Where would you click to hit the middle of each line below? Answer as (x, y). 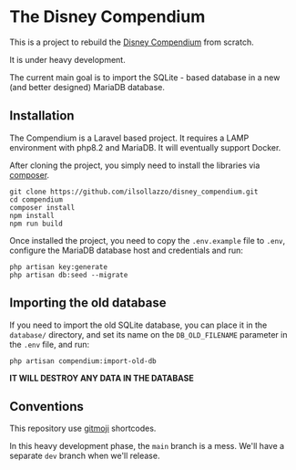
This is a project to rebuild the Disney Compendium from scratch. (132, 42)
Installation (42, 116)
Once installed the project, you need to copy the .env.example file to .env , (148, 240)
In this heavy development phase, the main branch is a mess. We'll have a (147, 446)
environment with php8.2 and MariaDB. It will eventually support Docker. (145, 147)
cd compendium (36, 199)
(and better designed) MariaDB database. (87, 87)
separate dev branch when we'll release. (85, 456)
